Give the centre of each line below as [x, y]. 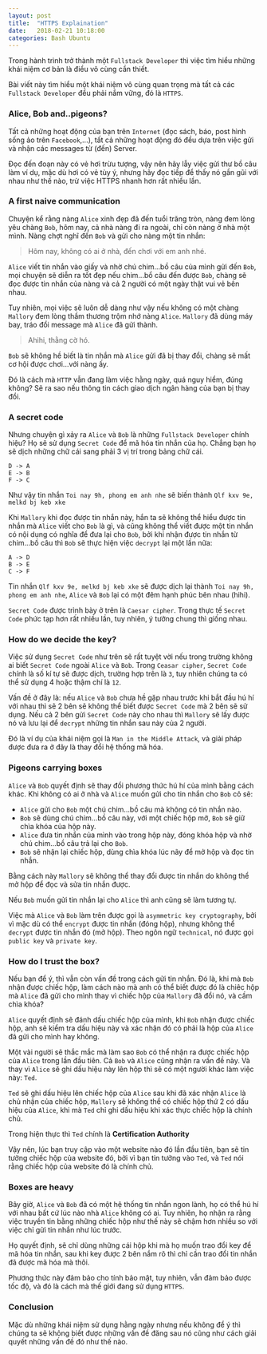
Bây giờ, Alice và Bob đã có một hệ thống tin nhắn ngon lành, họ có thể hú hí [133, 1205]
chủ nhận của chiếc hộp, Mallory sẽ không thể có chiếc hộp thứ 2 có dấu [129, 1102]
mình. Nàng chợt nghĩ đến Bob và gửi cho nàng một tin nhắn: [107, 236]
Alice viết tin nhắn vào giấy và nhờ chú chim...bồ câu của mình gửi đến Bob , [132, 266]
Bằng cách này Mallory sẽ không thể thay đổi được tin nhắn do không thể [129, 876]
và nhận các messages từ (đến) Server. [73, 148]
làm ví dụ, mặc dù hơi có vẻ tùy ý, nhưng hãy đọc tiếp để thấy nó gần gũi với [133, 172]
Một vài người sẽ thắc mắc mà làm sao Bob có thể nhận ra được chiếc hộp [129, 1052]
